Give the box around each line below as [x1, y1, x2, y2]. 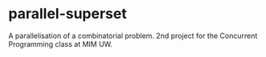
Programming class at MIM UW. [8, 39, 113, 48]
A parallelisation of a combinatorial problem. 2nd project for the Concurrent [8, 31, 258, 40]
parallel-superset [8, 5, 127, 23]
